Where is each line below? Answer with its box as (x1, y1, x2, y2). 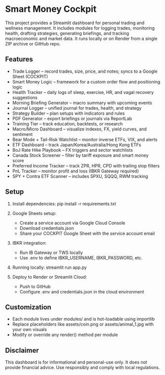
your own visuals (12, 327, 47, 333)
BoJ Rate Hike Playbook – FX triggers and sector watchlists (12, 147, 133, 153)
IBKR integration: (12, 240, 47, 246)
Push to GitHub (19, 283, 51, 290)
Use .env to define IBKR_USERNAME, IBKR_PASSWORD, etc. (19, 254, 143, 260)
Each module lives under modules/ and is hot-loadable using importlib (12, 316, 155, 322)
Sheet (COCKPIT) (12, 73, 48, 80)
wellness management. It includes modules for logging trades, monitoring (5, 25, 155, 31)
